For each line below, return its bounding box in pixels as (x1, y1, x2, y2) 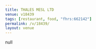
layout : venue (5, 26, 35, 31)
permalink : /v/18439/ (5, 21, 50, 26)
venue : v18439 (5, 12, 35, 17)
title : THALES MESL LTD (5, 7, 54, 12)
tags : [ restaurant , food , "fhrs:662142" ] (5, 16, 92, 21)
